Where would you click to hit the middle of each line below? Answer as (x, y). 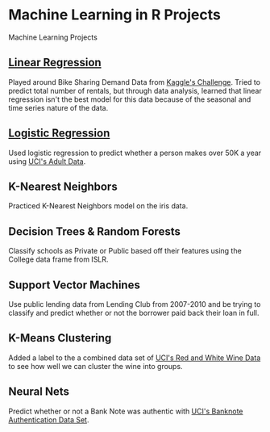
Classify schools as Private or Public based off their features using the (125, 251)
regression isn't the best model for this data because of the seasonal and (130, 99)
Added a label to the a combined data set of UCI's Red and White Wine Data (135, 358)
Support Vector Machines (75, 285)
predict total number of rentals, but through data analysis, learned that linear (135, 90)
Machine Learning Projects (53, 37)
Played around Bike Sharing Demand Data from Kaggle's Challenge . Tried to (134, 82)
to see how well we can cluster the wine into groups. (96, 366)
